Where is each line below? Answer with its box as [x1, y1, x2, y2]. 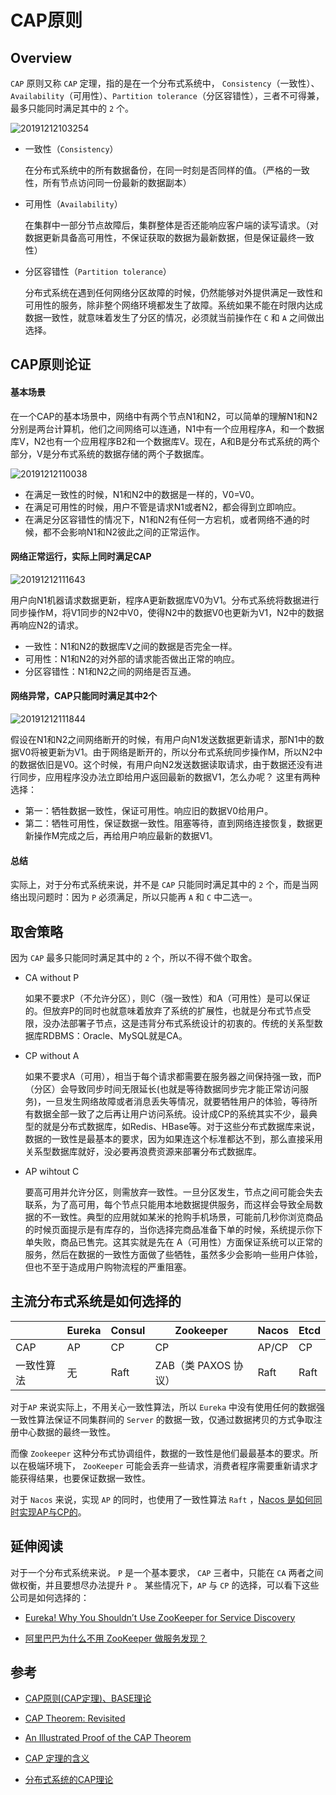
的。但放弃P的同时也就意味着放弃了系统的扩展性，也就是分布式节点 [24, 1005, 303, 1017]
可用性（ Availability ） [24, 198, 123, 210]
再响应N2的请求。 [10, 619, 85, 631]
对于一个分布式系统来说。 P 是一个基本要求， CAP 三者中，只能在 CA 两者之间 [10, 1566, 324, 1578]
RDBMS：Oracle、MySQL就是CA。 [42, 1030, 188, 1042]
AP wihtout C [24, 1166, 80, 1178]
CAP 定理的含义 [24, 1752, 90, 1765]
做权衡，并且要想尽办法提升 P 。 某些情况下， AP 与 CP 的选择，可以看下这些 [10, 1579, 320, 1591]
